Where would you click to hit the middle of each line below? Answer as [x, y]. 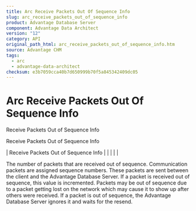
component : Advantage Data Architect [52, 28]
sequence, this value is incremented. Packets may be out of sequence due [97, 183]
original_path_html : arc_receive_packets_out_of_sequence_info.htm [91, 45]
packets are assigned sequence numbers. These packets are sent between [97, 170]
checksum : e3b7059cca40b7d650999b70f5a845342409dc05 [72, 72]
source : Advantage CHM [34, 50]
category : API [24, 39]
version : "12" [24, 34]
